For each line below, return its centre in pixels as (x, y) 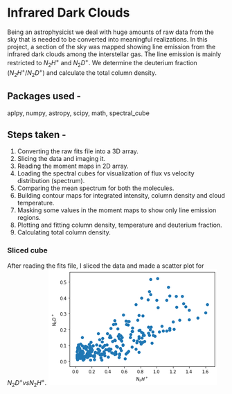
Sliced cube (28, 250)
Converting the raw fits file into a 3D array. (78, 151)
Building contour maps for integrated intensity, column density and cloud (121, 196)
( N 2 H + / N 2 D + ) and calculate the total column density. (82, 73)
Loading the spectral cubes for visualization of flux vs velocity (106, 173)
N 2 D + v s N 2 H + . (27, 383)
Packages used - (44, 96)
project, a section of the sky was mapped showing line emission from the (111, 46)
